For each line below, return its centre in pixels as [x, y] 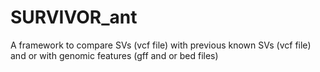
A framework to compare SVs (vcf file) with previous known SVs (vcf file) [161, 45]
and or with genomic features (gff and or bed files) [114, 55]
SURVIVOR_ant [74, 17]
